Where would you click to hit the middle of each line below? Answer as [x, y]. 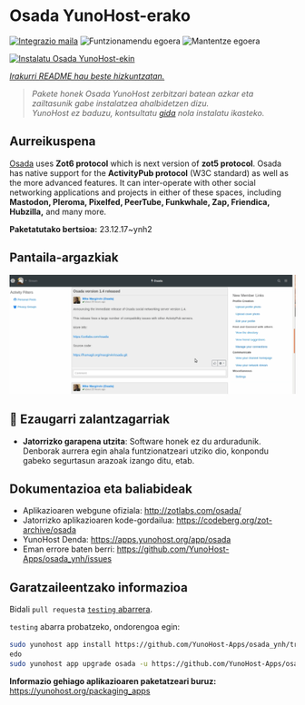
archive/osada [49, 530]
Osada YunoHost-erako [100, 16]
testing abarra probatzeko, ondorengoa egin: [95, 627]
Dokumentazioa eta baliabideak [101, 489]
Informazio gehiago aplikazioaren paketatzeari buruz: [113, 681]
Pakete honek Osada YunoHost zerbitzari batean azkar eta [143, 93]
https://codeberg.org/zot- [224, 520]
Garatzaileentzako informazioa [98, 587]
